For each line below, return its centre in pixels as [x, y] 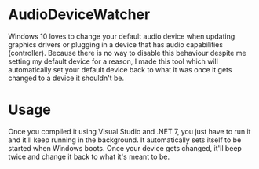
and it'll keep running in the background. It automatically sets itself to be [125, 140]
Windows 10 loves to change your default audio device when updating [122, 36]
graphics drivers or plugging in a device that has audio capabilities [116, 44]
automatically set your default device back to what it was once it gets [120, 69]
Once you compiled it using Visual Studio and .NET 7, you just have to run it [129, 131]
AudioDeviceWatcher [79, 15]
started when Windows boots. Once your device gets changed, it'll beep [125, 148]
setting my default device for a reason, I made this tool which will [113, 61]
